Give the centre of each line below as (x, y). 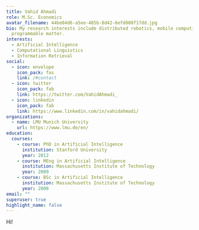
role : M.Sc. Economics (34, 17)
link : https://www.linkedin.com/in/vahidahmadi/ (78, 111)
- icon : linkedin (33, 100)
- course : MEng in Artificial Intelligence (71, 161)
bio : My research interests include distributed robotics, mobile (90, 28)
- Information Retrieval (42, 56)
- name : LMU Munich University (50, 122)
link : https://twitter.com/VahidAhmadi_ (67, 94)
